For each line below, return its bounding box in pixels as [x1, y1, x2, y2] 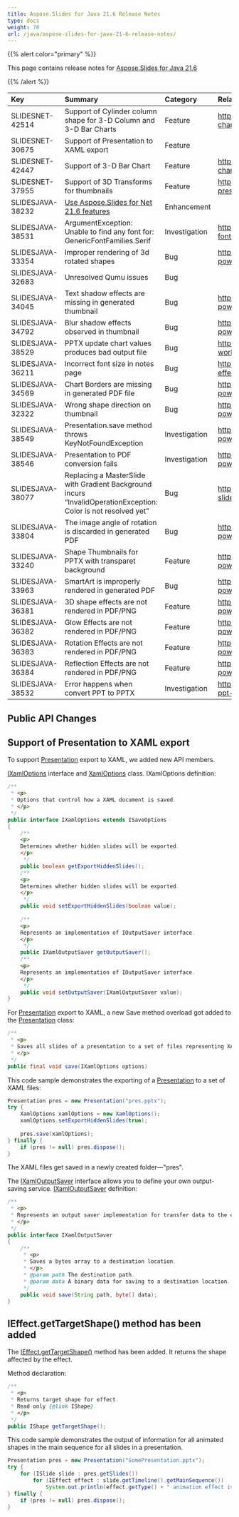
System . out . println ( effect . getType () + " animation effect [45, 1483, 224, 1491]
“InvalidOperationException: [64, 497, 158, 507]
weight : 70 [7, 24, 40, 31]
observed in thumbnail [64, 327, 139, 337]
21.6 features [64, 206, 110, 216]
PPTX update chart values [64, 338, 152, 348]
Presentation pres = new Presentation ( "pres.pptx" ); [7, 1097, 167, 1105]
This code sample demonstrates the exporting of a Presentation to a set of [7, 1075, 225, 1085]
